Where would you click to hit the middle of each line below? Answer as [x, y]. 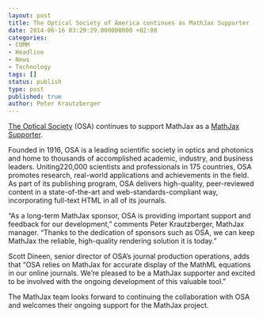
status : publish [35, 81]
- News [19, 60]
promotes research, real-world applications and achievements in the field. [129, 176]
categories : [28, 38]
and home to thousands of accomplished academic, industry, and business [131, 158]
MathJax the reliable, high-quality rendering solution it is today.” [112, 241]
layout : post [30, 15]
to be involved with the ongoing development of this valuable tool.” [117, 282]
